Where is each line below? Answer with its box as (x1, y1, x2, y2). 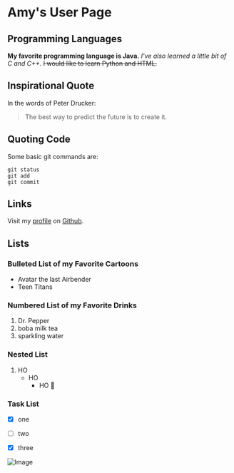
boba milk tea (17, 324, 58, 332)
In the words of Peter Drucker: (7, 98, 96, 107)
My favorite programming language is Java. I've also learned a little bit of (7, 51, 227, 60)
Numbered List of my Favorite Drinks (7, 300, 137, 310)
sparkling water (17, 332, 64, 340)
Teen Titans (17, 283, 53, 291)
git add (7, 172, 31, 179)
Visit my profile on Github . (7, 217, 84, 225)
